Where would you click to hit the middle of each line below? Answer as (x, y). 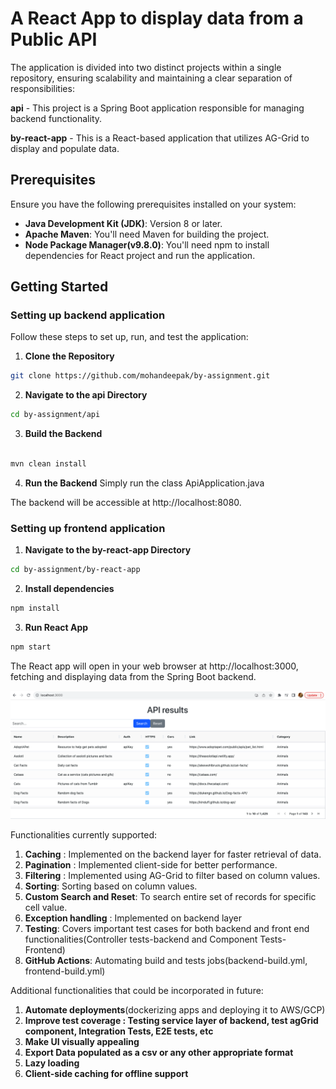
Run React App (56, 627)
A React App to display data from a (157, 18)
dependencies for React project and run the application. (140, 255)
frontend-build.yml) (65, 971)
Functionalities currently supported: (84, 834)
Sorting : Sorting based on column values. (111, 886)
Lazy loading (52, 1063)
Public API (54, 39)
